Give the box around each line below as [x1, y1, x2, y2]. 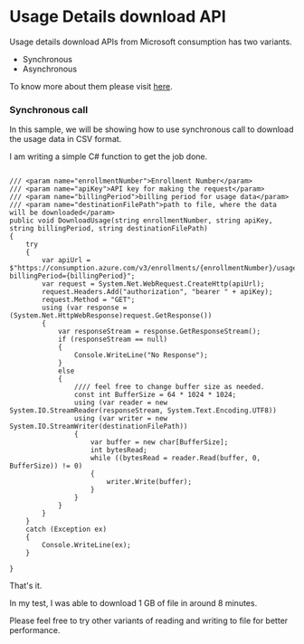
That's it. [9, 581, 43, 592]
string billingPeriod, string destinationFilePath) [9, 224, 208, 233]
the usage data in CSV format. [9, 134, 122, 145]
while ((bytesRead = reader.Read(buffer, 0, [90, 454, 261, 463]
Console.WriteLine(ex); [42, 541, 131, 550]
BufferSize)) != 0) [9, 461, 83, 471]
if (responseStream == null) [57, 335, 168, 345]
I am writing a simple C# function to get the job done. [9, 151, 208, 162]
